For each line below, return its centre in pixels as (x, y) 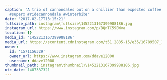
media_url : (16, 42)
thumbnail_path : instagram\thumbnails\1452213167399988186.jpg (72, 65)
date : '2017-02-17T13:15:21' (35, 19)
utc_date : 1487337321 (28, 70)
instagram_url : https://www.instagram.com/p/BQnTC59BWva (65, 28)
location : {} (19, 33)
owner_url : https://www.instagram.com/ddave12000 (62, 56)
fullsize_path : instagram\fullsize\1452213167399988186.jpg (69, 24)
